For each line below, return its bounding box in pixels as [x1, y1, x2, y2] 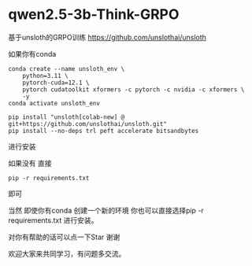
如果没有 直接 [8, 158, 52, 168]
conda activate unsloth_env [8, 99, 101, 107]
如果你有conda [8, 49, 57, 58]
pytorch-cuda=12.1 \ [22, 79, 90, 87]
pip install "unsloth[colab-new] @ [8, 113, 125, 121]
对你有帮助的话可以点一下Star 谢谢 [8, 232, 120, 242]
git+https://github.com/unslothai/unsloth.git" [8, 120, 168, 127]
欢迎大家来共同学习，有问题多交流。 [8, 249, 126, 258]
